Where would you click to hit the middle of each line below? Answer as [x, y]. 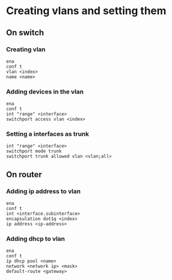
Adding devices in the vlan [45, 91]
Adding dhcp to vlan [36, 239]
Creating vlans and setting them [86, 11]
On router [24, 174]
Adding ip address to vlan [43, 191]
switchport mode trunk [34, 151]
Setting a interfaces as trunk [48, 134]
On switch [25, 33]
